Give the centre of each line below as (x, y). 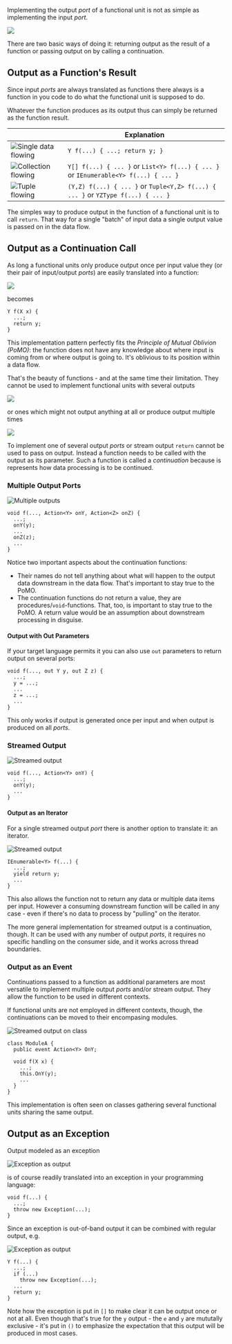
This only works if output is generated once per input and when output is (111, 720)
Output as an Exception (59, 1134)
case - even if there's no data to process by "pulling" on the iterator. (104, 914)
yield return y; (37, 874)
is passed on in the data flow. (49, 226)
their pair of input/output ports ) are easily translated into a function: (103, 272)
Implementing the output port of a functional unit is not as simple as (103, 10)
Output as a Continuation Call (72, 248)
